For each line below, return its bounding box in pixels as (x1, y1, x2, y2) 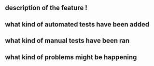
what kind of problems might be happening (5, 53, 137, 61)
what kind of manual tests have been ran (5, 37, 129, 45)
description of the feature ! (5, 4, 88, 12)
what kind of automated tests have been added (5, 20, 150, 28)
